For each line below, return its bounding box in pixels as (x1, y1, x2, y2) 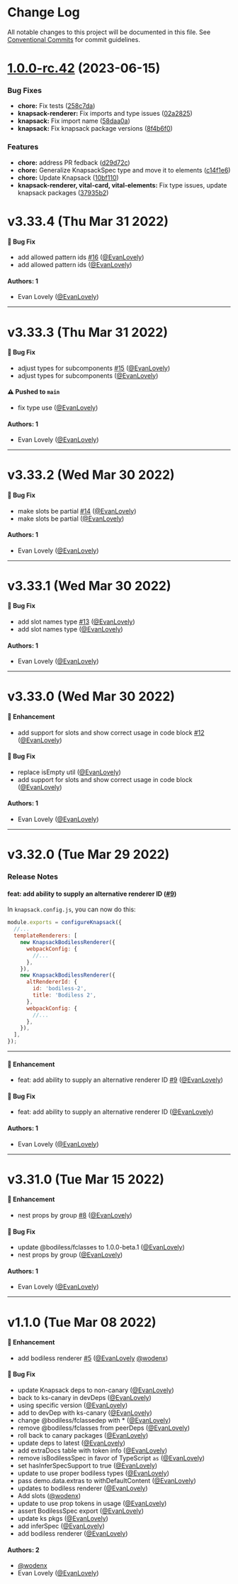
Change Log (7, 4, 80, 21)
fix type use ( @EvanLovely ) (17, 403, 98, 412)
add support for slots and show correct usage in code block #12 (17, 728, 205, 737)
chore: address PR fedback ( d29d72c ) (17, 158, 130, 167)
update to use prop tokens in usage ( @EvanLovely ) (17, 1499, 167, 1508)
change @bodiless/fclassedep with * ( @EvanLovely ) (17, 1416, 171, 1425)
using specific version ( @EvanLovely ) (17, 1401, 128, 1410)
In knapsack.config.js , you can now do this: (7, 905, 136, 913)
